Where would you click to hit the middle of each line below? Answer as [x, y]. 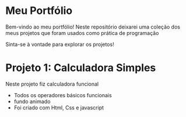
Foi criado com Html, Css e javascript [59, 107]
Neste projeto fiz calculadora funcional [52, 84]
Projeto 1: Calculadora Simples [81, 68]
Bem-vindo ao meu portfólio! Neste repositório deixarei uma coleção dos [93, 27]
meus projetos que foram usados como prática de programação [82, 33]
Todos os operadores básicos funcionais [63, 95]
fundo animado [32, 101]
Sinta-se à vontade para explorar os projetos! [60, 44]
